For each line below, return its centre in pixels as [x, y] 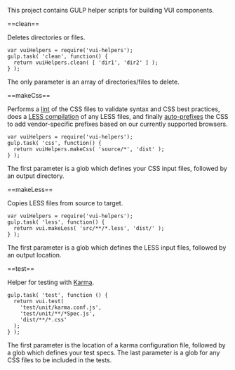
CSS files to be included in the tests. [60, 360]
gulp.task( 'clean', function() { [58, 56]
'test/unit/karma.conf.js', [61, 307]
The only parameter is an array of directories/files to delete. [94, 82]
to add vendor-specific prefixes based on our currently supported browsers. [117, 124]
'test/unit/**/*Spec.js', [58, 314]
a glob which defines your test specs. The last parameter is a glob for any [114, 352]
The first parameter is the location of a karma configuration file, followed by [116, 345]
